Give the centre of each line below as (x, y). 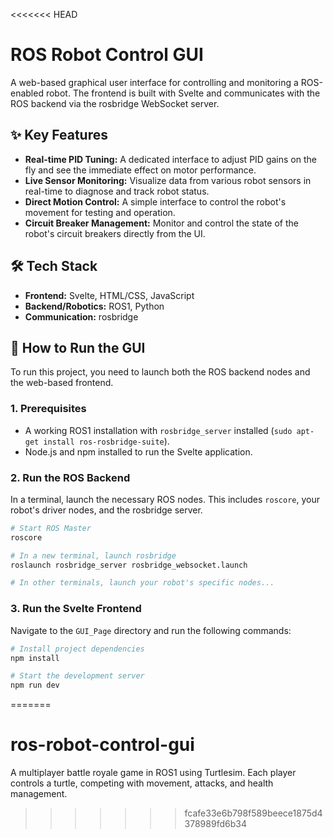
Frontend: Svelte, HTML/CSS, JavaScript (109, 295)
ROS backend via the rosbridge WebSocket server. (115, 103)
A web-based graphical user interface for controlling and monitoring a (154, 82)
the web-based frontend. (62, 383)
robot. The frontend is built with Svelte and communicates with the (183, 93)
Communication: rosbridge (81, 316)
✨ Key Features (59, 135)
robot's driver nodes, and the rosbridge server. (106, 510)
